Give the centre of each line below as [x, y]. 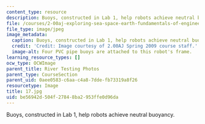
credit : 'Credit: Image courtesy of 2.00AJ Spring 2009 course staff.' [105, 46]
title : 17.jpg [24, 92]
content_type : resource [37, 12]
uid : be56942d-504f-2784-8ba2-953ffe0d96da [63, 97]
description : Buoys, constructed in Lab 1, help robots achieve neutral [101, 18]
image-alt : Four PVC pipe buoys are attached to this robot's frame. [102, 52]
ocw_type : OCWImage [31, 63]
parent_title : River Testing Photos [53, 69]
